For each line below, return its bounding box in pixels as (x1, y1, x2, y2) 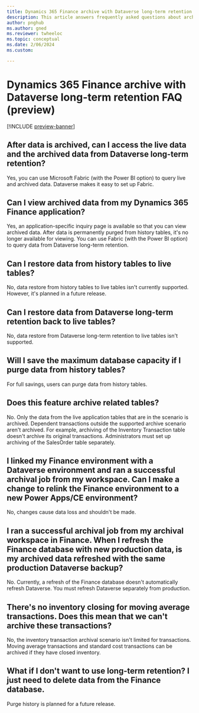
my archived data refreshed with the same (6, 554, 166, 564)
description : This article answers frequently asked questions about (6, 14, 182, 20)
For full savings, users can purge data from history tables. (6, 381, 148, 388)
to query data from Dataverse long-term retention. (6, 241, 129, 249)
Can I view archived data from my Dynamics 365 (6, 197, 188, 207)
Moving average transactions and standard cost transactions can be (6, 642, 173, 650)
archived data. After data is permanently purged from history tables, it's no (6, 229, 188, 236)
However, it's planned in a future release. (6, 290, 107, 297)
